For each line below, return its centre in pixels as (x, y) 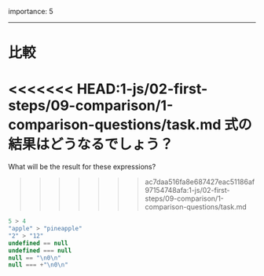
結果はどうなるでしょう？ (91, 145)
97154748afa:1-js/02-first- (187, 191)
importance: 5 (31, 11)
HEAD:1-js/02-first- (142, 89)
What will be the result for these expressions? (82, 167)
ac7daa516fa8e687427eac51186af (200, 182)
